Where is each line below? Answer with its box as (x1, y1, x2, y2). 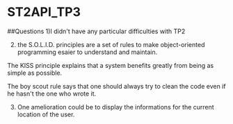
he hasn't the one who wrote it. (7, 89, 97, 98)
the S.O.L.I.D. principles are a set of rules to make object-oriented (17, 40, 205, 48)
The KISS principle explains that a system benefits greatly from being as (7, 61, 214, 69)
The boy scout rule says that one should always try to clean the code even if (7, 82, 226, 90)
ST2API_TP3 (7, 4, 81, 20)
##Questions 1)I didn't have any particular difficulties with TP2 (7, 27, 186, 35)
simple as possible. (7, 69, 63, 77)
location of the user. (17, 110, 75, 118)
